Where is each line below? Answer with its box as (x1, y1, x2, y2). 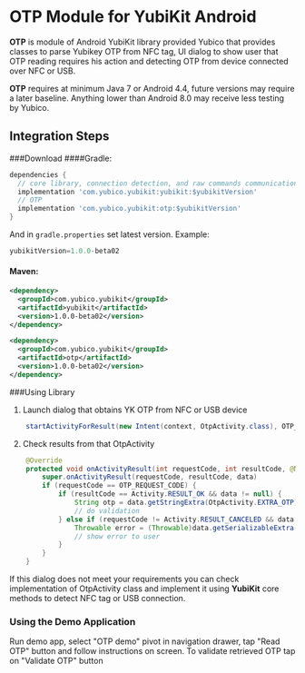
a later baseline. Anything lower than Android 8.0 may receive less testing (9, 93, 284, 104)
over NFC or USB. (9, 65, 76, 76)
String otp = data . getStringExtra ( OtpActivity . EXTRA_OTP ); (74, 498, 302, 508)
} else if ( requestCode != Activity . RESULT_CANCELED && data (57, 515, 295, 524)
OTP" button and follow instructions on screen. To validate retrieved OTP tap (9, 646, 296, 657)
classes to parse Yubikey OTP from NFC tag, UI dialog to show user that (9, 45, 279, 56)
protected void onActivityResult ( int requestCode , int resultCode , (25, 464, 286, 473)
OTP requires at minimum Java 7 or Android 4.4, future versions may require (9, 83, 295, 94)
